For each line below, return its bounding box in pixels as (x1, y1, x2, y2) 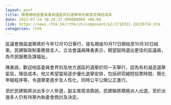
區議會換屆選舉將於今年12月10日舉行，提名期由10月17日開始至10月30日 (5, 41, 154, 47)
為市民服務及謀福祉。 (5, 54, 50, 60)
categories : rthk (5, 26, 42, 31)
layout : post (5, 7, 33, 13)
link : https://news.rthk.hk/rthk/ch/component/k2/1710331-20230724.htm (5, 21, 160, 27)
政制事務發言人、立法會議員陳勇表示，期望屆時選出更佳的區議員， (27, 47, 166, 53)
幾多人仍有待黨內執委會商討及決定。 (5, 94, 81, 100)
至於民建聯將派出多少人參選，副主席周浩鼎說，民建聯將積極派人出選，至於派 (5, 88, 166, 94)
